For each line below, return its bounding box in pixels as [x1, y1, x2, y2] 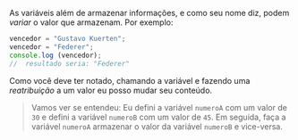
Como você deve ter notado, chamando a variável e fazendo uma [9, 75, 251, 86]
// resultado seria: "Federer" [9, 59, 130, 68]
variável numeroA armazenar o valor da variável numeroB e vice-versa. [30, 120, 284, 132]
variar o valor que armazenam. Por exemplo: [9, 17, 174, 28]
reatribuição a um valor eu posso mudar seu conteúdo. [9, 85, 213, 95]
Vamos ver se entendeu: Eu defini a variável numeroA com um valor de [30, 102, 288, 112]
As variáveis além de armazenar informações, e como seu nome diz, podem [9, 8, 290, 18]
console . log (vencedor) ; [9, 51, 102, 60]
